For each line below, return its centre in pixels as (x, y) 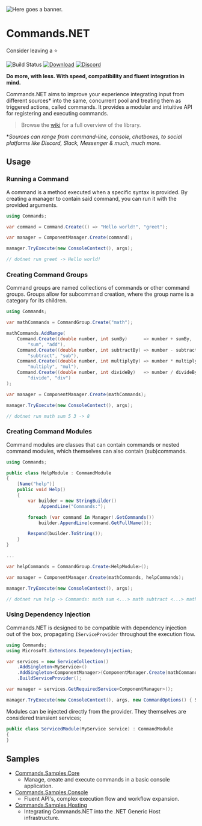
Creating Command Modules (49, 432)
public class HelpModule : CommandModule (59, 473)
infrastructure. (42, 818)
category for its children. (37, 301)
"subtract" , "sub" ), (54, 356)
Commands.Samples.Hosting (51, 805)
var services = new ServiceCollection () (58, 661)
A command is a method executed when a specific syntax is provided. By (97, 192)
